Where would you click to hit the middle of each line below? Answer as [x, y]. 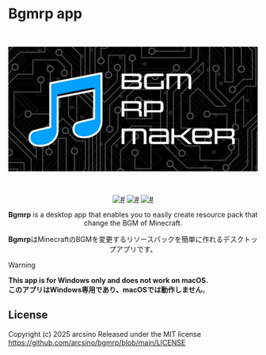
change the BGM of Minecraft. [133, 223]
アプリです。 [137, 249]
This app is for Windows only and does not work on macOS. [108, 280]
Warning [22, 265]
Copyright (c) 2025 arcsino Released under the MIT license [105, 334]
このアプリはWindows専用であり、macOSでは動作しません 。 [109, 289]
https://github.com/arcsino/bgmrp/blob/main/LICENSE [97, 342]
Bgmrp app [46, 14]
